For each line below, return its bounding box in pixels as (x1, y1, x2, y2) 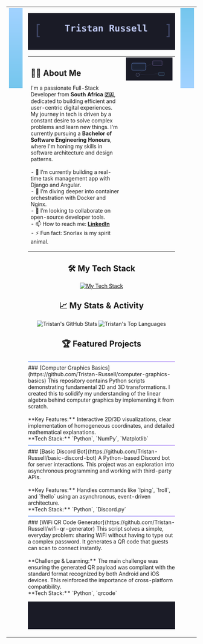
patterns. (30, 155, 53, 162)
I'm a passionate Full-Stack (30, 84, 99, 91)
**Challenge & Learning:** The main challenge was (28, 557, 158, 565)
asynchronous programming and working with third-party (28, 467, 172, 474)
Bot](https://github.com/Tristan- (77, 448, 158, 455)
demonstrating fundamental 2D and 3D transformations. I (28, 383, 170, 391)
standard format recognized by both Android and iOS (28, 570, 160, 577)
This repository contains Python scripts (47, 377, 145, 385)
